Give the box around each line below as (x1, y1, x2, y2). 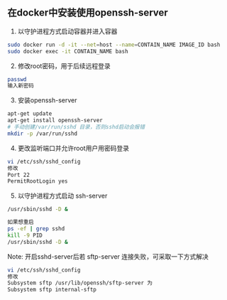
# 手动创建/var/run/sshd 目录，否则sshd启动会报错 (7, 124, 145, 131)
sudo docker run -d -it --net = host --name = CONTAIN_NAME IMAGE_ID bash (7, 41, 221, 48)
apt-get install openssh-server (7, 117, 103, 124)
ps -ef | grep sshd (7, 225, 65, 232)
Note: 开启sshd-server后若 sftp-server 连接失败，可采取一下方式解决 (7, 252, 209, 261)
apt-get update (7, 110, 52, 117)
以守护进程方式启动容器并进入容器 (17, 27, 118, 36)
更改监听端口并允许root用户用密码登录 (17, 144, 130, 152)
